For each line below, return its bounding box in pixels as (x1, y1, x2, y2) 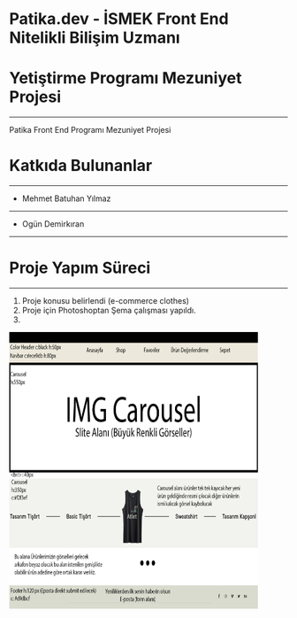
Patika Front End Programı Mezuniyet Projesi (9, 125, 171, 135)
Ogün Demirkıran (21, 219, 85, 229)
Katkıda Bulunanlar (9, 156, 153, 176)
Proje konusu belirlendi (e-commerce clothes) (21, 296, 190, 305)
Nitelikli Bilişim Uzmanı (9, 27, 180, 48)
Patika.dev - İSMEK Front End (9, 9, 229, 29)
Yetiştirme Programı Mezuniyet (9, 68, 242, 89)
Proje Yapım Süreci (9, 258, 151, 278)
